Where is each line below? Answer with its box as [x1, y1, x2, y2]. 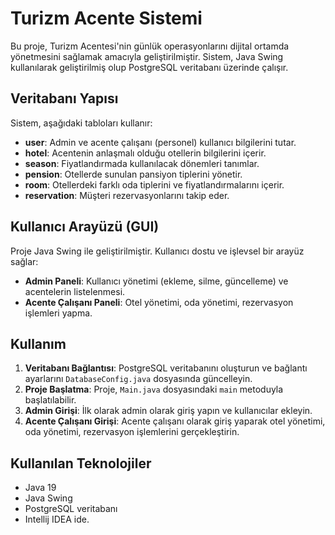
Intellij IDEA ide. [24, 513, 90, 526]
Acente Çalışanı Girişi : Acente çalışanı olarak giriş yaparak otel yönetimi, [24, 415, 326, 427]
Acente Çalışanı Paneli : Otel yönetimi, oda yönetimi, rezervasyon [24, 296, 294, 308]
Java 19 [24, 482, 57, 494]
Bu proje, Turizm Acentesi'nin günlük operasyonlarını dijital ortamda [10, 40, 290, 52]
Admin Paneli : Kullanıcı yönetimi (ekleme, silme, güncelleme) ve [24, 275, 289, 287]
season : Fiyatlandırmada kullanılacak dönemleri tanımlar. [24, 157, 260, 169]
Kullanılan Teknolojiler [10, 455, 152, 472]
